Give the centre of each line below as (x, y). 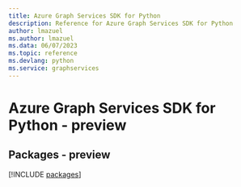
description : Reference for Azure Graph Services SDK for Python (120, 23)
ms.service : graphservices (54, 69)
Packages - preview (59, 155)
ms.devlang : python (41, 61)
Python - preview (68, 125)
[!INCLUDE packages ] (45, 174)
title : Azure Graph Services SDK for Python (85, 16)
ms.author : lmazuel (41, 38)
